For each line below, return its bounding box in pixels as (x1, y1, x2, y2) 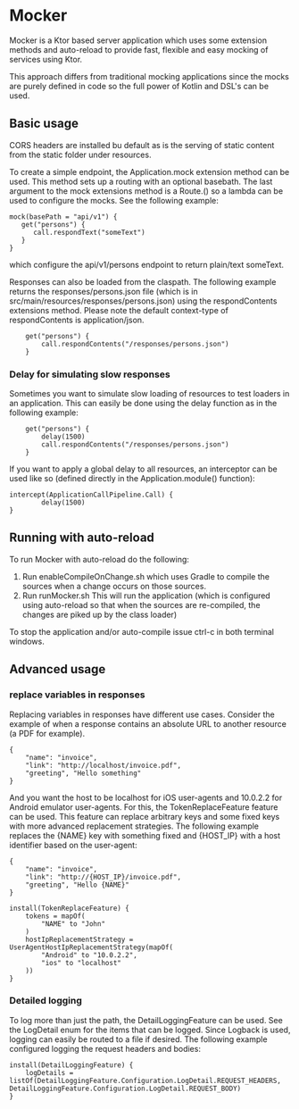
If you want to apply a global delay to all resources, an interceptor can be (9, 463, 278, 474)
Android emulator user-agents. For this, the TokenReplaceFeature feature (9, 801, 278, 813)
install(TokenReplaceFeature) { (9, 904, 129, 913)
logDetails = (25, 1068, 74, 1077)
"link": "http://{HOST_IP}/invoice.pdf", (25, 872, 181, 881)
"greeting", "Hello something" (25, 769, 142, 778)
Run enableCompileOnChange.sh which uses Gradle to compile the (21, 571, 270, 581)
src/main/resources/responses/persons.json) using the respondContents (9, 296, 278, 306)
